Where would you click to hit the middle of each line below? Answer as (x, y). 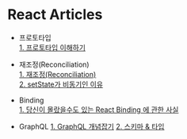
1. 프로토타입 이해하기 (52, 47)
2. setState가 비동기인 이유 (61, 84)
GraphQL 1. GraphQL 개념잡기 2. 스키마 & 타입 (92, 126)
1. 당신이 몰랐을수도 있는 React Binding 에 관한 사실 (99, 110)
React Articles (55, 15)
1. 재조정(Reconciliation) (57, 74)
